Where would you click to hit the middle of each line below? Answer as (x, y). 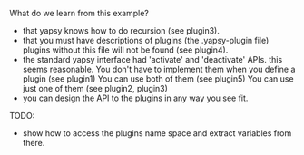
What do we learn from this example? (79, 13)
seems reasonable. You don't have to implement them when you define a (159, 69)
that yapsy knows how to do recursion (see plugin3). (121, 30)
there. (34, 143)
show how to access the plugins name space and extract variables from (157, 133)
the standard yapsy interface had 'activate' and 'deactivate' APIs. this (152, 59)
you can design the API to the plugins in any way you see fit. (135, 98)
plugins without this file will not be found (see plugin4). (125, 50)
